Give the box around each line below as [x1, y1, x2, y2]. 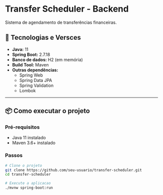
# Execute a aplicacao [5, 181, 51, 186]
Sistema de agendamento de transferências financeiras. [5, 19, 117, 25]
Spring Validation [19, 82, 54, 88]
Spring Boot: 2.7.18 [12, 51, 50, 57]
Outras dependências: [12, 67, 58, 73]
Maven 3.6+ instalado [12, 140, 56, 146]
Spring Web [19, 72, 43, 78]
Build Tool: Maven [12, 62, 49, 67]
